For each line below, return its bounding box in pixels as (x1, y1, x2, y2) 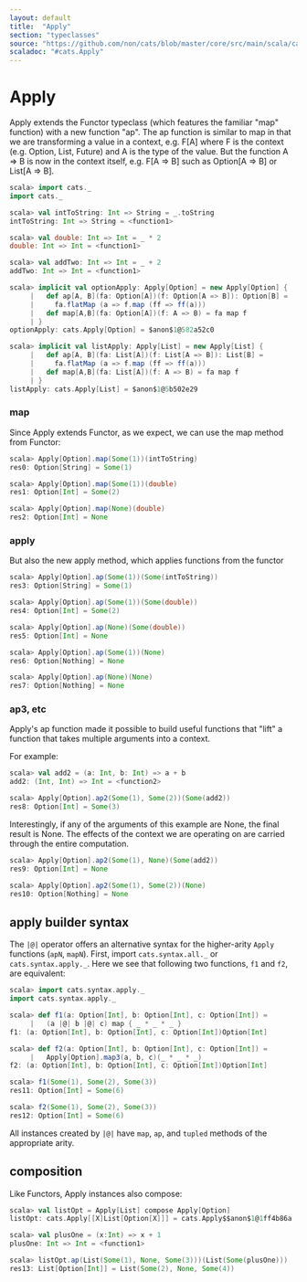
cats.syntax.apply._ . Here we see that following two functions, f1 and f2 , (9, 959, 288, 969)
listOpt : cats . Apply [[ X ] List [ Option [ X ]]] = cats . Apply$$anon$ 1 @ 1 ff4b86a (9, 1214, 292, 1224)
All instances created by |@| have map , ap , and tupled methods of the (9, 1128, 268, 1139)
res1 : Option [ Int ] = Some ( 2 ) (9, 488, 121, 497)
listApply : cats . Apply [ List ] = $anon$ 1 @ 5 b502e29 (9, 385, 198, 394)
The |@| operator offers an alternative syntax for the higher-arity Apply (9, 938, 275, 950)
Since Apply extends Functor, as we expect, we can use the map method (9, 427, 284, 438)
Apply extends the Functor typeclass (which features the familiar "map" (9, 117, 279, 128)
